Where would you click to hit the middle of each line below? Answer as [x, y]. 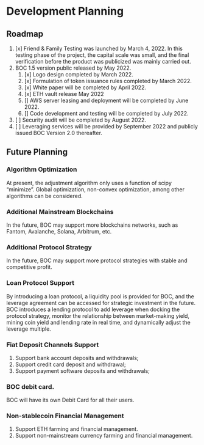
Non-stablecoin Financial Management [65, 416]
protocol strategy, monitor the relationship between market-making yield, [98, 315]
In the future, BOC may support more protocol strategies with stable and [97, 260]
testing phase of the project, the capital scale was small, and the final [102, 55]
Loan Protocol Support [40, 283]
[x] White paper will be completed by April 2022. [85, 87]
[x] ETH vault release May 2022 [64, 94]
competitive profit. [30, 267]
